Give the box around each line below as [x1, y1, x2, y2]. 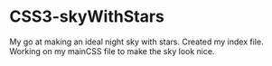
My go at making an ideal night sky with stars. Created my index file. [9, 36, 264, 47]
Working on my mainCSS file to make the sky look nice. [9, 45, 215, 56]
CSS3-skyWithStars [9, 6, 165, 27]
